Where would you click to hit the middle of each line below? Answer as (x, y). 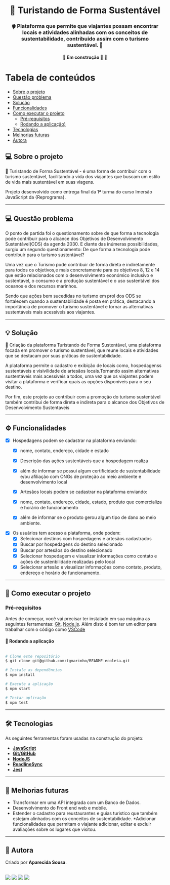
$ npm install (20, 675)
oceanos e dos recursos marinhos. (41, 286)
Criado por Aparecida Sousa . (36, 862)
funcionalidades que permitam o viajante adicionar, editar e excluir (82, 824)
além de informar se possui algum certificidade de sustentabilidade (90, 471)
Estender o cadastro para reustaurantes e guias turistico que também (85, 813)
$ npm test (17, 702)
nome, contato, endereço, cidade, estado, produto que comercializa (91, 502)
